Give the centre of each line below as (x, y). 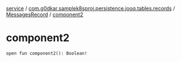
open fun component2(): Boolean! (47, 53)
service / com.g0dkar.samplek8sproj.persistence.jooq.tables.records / (90, 8)
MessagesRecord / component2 (45, 14)
